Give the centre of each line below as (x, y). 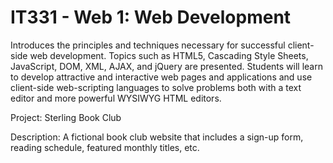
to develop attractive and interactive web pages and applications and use (161, 77)
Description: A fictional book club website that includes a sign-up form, (157, 137)
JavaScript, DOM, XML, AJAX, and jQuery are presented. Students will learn (166, 66)
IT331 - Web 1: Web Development (151, 17)
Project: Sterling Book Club (66, 117)
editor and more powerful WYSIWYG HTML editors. (116, 98)
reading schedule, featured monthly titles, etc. (105, 147)
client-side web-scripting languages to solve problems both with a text (156, 87)
